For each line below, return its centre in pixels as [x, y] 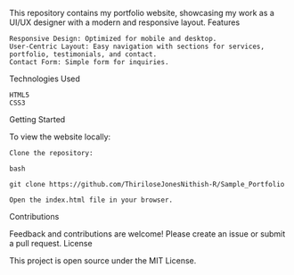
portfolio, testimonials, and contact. [83, 54]
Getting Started [37, 119]
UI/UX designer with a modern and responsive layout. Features [125, 22]
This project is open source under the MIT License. [103, 261]
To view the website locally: [60, 137]
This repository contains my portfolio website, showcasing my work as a [142, 13]
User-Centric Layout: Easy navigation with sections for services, [137, 46]
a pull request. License [51, 243]
